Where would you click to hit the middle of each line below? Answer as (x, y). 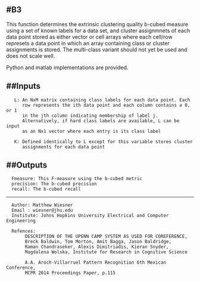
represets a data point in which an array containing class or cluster (88, 43)
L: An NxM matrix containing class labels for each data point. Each (102, 100)
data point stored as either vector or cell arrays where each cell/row (89, 37)
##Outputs (27, 165)
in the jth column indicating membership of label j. (90, 116)
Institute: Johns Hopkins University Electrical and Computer (90, 216)
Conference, (21, 268)
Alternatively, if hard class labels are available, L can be (101, 121)
